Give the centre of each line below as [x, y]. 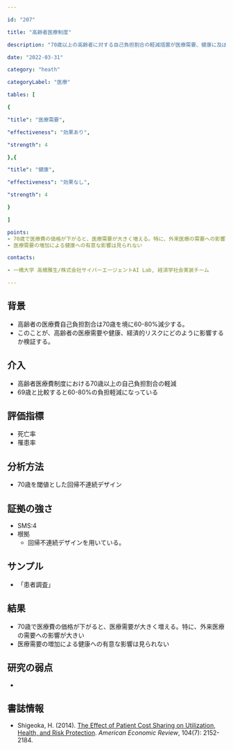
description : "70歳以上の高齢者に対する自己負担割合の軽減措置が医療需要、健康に [112, 45]
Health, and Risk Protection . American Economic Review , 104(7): [110, 733]
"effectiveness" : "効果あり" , [49, 132]
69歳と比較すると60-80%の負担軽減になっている [87, 392]
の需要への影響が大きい [51, 635]
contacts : [21, 258]
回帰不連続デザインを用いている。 [76, 543]
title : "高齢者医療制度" [39, 32]
